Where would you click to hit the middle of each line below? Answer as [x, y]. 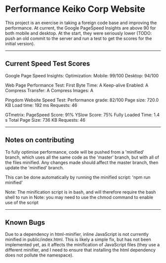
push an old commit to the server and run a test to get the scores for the [79, 38]
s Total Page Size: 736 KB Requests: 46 [45, 120]
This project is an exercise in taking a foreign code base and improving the [81, 23]
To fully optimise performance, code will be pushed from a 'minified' [75, 152]
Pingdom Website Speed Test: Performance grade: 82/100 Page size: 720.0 [82, 100]
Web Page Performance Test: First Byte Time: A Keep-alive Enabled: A [77, 85]
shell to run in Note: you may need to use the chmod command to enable [79, 197]
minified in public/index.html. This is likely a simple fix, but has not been [78, 239]
